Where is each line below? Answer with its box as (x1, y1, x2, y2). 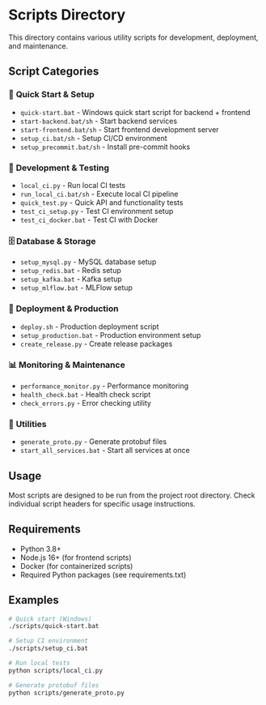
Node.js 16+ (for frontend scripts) (19, 553, 132, 562)
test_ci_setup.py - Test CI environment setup (19, 206, 174, 216)
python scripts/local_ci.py (8, 666, 103, 674)
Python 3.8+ (19, 544, 62, 553)
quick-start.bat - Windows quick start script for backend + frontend (19, 107, 251, 117)
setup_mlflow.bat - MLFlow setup (19, 283, 133, 293)
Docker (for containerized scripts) (19, 561, 133, 570)
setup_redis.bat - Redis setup (19, 266, 121, 276)
